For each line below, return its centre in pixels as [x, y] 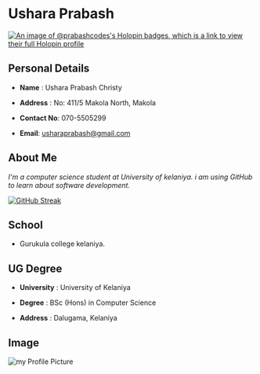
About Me [32, 158]
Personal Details [49, 69]
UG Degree [35, 268]
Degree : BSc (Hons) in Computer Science [88, 302]
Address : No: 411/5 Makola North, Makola [88, 102]
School [25, 225]
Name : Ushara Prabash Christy [71, 87]
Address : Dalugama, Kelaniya [68, 318]
